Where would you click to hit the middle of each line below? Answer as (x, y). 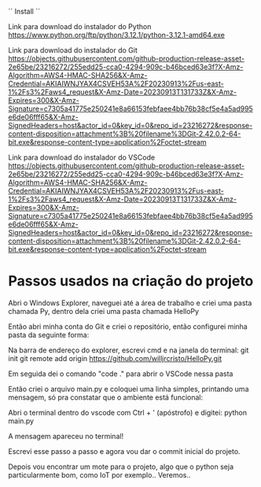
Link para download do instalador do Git (73, 50)
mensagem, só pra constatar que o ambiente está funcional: (105, 397)
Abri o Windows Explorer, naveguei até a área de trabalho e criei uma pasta (130, 303)
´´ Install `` (24, 11)
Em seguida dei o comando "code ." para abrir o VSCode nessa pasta (121, 374)
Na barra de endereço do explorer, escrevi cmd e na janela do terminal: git (129, 350)
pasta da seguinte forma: (49, 334)
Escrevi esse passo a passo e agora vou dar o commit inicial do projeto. (125, 451)
